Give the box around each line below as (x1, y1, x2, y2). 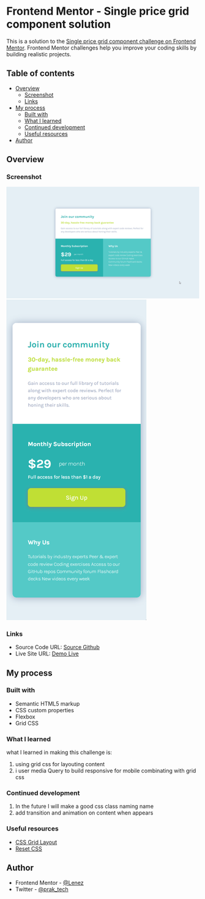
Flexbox (15, 713, 35, 720)
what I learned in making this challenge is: (6, 748, 112, 756)
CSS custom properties (15, 706, 75, 714)
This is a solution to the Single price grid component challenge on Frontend (6, 37, 196, 45)
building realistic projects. (6, 50, 72, 58)
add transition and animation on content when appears (15, 809, 154, 816)
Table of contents (6, 69, 75, 79)
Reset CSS (15, 845, 43, 852)
